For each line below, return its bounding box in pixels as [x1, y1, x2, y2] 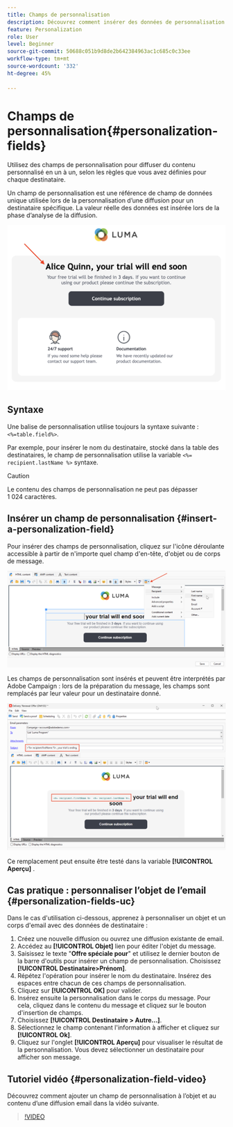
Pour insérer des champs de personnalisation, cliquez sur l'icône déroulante [7, 542, 225, 550]
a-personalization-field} [7, 523, 114, 535]
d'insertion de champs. [17, 1009, 83, 1017]
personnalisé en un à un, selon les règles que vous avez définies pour [7, 168, 207, 177]
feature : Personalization [7, 26, 82, 33]
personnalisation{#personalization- [7, 123, 218, 139]
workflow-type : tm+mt [7, 56, 70, 63]
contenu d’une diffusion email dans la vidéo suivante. [7, 1099, 159, 1108]
